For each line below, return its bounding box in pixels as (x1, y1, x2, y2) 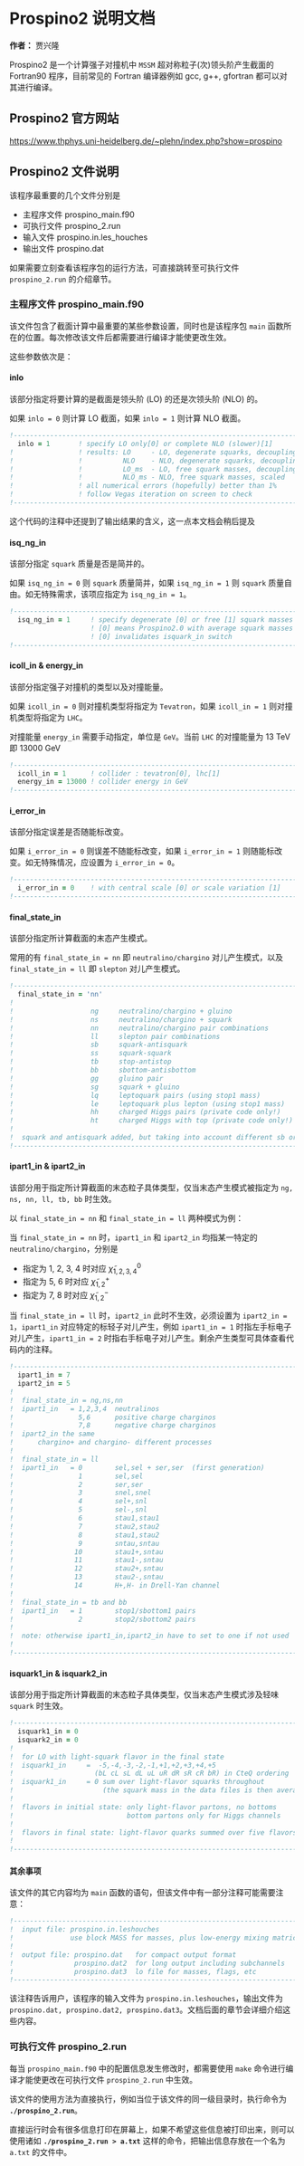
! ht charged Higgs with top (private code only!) (9, 1116, 294, 1125)
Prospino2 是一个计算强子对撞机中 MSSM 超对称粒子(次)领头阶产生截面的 (9, 59, 274, 70)
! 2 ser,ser (9, 1480, 144, 1489)
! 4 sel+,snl (9, 1497, 147, 1506)
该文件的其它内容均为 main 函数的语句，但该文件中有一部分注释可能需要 (9, 1887, 276, 1898)
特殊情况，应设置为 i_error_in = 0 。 (40, 857, 180, 868)
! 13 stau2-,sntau (9, 1572, 165, 1582)
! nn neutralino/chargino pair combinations (9, 1024, 270, 1033)
